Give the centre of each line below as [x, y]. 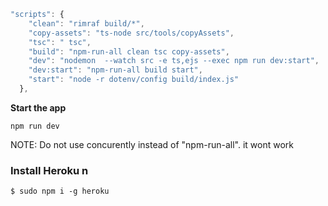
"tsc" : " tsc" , [60, 42]
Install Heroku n [49, 170]
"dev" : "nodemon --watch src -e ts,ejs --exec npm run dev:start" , [174, 61]
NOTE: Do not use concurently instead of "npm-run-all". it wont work [152, 144]
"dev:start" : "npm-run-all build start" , [115, 70]
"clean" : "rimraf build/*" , [86, 23]
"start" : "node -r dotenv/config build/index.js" [134, 80]
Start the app [38, 107]
